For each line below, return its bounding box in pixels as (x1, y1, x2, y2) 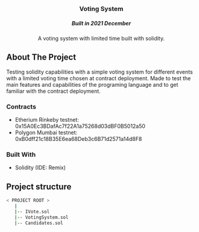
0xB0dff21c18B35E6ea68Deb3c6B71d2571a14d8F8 (14, 136, 142, 142)
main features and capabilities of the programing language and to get (6, 81, 178, 88)
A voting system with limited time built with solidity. (38, 34, 165, 42)
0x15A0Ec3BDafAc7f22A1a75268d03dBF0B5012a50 (14, 122, 146, 130)
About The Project (6, 52, 77, 63)
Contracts (6, 102, 36, 111)
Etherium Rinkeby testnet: (14, 116, 80, 123)
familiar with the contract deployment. (6, 87, 101, 95)
